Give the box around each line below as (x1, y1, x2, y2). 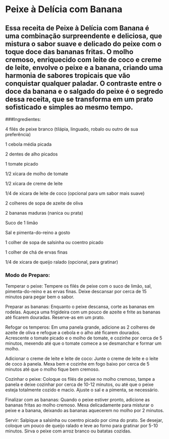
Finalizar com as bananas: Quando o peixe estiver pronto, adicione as (5, 396, 150, 403)
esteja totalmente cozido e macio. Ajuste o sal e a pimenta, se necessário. (5, 387, 159, 393)
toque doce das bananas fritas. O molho (5, 47, 134, 56)
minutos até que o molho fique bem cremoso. (5, 366, 100, 373)
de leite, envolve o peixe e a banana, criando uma (5, 63, 163, 72)
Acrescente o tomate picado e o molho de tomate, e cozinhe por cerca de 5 (5, 335, 162, 341)
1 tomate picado (5, 161, 39, 167)
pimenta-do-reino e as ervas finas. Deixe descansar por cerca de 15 (5, 289, 147, 295)
